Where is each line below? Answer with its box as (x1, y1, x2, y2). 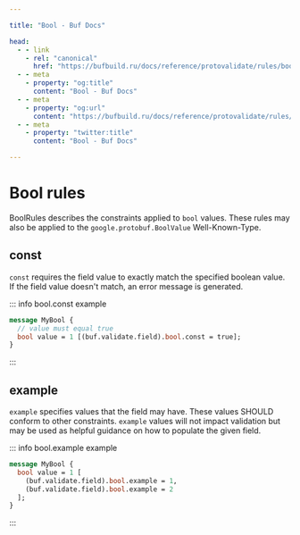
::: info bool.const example (9, 298, 107, 309)
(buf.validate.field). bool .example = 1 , (25, 476, 178, 485)
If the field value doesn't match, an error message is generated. (9, 280, 244, 291)
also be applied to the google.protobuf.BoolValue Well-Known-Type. (9, 222, 262, 232)
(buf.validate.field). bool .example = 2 (25, 484, 174, 494)
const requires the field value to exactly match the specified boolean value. (9, 272, 286, 282)
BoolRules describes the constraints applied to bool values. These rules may (9, 212, 290, 223)
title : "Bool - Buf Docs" (9, 21, 105, 29)
